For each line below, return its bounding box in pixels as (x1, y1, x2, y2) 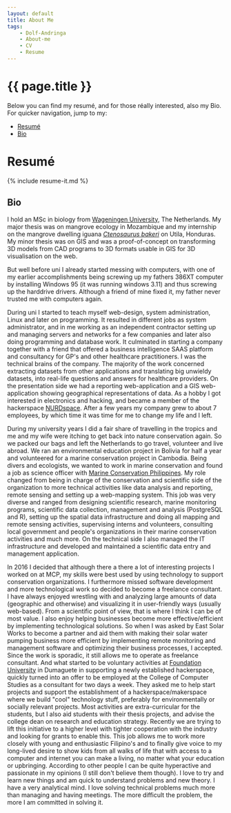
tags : (7, 23, 23, 30)
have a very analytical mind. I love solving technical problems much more (7, 783, 216, 792)
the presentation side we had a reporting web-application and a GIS (7, 381, 200, 390)
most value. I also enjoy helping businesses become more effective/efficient (7, 614, 223, 623)
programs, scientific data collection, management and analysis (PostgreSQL (7, 505, 223, 513)
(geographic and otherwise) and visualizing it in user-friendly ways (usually (7, 599, 221, 608)
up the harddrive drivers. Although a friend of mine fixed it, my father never (7, 287, 221, 295)
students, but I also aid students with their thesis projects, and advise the (7, 710, 215, 718)
